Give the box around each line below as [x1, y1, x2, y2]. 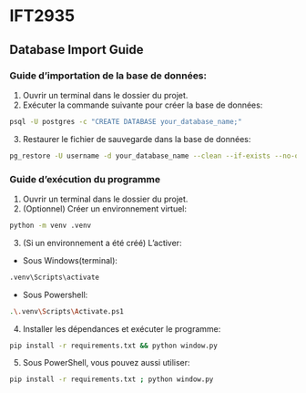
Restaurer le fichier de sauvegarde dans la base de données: [22, 133, 251, 144]
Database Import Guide [9, 42, 144, 57]
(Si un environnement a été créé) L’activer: [22, 237, 182, 248]
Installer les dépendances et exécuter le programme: [22, 323, 221, 334]
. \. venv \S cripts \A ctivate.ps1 [9, 306, 125, 315]
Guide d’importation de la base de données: [9, 69, 208, 82]
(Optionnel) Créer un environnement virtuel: [22, 202, 188, 214]
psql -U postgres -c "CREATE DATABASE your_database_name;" [9, 117, 243, 126]
